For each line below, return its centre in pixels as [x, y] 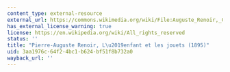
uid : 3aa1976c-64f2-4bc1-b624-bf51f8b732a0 [70, 52]
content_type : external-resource [55, 13]
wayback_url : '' [30, 58]
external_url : [27, 20]
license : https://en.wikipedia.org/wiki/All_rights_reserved [96, 33]
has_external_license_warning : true [59, 26]
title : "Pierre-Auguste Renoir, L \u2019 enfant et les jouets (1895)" [108, 45]
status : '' [23, 39]
